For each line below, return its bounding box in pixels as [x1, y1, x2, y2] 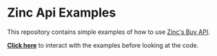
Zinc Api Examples [7, 5, 116, 21]
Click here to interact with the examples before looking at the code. [7, 41, 199, 49]
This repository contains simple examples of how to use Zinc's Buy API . [7, 28, 210, 36]
